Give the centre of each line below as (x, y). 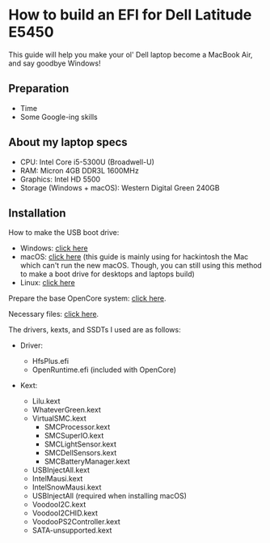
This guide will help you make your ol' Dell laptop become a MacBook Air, (131, 54)
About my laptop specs (68, 142)
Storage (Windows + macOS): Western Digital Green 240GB (120, 187)
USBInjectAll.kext (61, 470)
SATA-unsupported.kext (72, 530)
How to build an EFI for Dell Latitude (130, 15)
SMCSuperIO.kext (74, 436)
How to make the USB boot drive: (64, 233)
